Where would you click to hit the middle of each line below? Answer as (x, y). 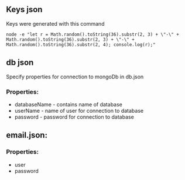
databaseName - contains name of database (68, 104)
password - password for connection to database (74, 117)
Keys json (24, 10)
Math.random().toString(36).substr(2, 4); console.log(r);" (81, 44)
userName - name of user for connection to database (79, 110)
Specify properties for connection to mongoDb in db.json (75, 77)
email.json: (27, 135)
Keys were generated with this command (55, 23)
